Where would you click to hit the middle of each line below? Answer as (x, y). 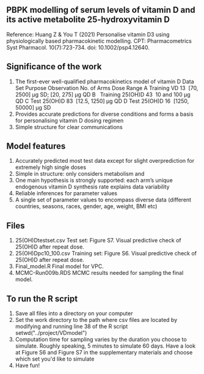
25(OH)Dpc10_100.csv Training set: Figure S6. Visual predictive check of (106, 253)
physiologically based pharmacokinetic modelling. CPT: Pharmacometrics (99, 41)
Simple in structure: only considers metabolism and (80, 174)
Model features (36, 146)
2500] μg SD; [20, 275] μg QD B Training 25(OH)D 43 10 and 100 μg (103, 94)
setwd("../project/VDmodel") (51, 333)
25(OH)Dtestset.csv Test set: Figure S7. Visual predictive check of (98, 241)
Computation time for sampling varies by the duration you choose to (101, 340)
